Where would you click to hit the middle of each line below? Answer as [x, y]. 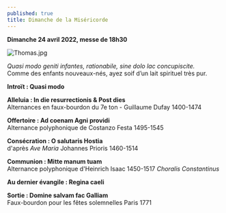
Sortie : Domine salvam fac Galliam [58, 195]
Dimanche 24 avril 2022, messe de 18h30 [67, 39]
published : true [30, 13]
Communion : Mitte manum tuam [55, 161]
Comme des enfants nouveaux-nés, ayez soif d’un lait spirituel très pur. [107, 73]
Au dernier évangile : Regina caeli [56, 181]
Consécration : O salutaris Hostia [55, 140]
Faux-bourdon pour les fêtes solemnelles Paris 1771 [80, 202]
